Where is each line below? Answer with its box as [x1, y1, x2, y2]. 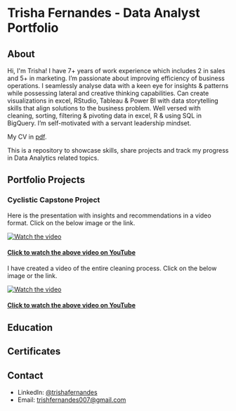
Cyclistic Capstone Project [7, 195, 100, 205]
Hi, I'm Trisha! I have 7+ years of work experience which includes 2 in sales [7, 67, 226, 75]
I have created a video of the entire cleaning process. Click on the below [7, 264, 217, 272]
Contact [7, 369, 44, 381]
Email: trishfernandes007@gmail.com [17, 396, 126, 404]
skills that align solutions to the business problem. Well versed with [7, 104, 202, 112]
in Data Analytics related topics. [7, 153, 100, 162]
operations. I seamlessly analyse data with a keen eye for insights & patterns [7, 82, 229, 89]
